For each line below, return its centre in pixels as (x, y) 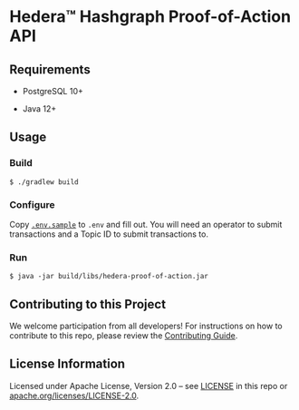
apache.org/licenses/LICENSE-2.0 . (74, 395)
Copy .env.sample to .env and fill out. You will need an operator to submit (146, 224)
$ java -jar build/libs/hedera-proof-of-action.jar (109, 277)
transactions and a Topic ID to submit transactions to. (109, 234)
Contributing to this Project (87, 304)
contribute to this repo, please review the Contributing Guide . (124, 336)
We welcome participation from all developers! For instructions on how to (146, 326)
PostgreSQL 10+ (53, 91)
